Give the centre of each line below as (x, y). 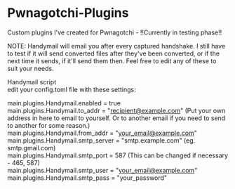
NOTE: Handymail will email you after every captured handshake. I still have (116, 46)
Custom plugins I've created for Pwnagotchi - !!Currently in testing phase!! (115, 32)
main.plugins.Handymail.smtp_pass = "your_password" (87, 178)
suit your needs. (31, 68)
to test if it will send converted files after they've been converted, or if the (113, 53)
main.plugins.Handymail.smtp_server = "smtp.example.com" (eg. (101, 140)
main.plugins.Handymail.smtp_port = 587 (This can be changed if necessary (118, 155)
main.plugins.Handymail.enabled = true (64, 103)
